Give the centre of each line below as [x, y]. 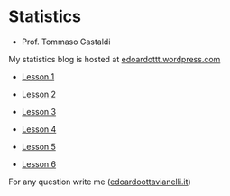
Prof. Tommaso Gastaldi [66, 42]
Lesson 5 [38, 146]
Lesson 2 [38, 94]
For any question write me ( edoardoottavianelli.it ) [100, 182]
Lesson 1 [38, 76]
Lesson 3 [38, 111]
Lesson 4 [39, 129]
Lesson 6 [38, 163]
